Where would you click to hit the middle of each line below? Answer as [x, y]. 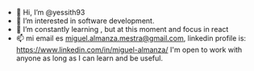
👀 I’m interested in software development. [85, 21]
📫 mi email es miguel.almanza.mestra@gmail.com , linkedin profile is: [131, 38]
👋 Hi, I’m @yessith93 [50, 12]
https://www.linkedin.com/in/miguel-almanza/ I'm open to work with [129, 49]
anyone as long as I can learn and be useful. [90, 58]
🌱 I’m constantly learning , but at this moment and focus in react [122, 29]
